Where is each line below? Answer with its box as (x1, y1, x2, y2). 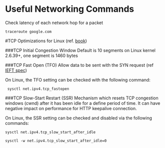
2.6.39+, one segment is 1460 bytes (5, 53, 78, 59)
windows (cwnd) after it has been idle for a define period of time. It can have (5, 100, 161, 106)
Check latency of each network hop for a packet (5, 20, 103, 26)
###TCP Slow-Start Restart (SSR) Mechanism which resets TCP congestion (5, 95, 159, 101)
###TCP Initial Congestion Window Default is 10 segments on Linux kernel (5, 47, 156, 53)
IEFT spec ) (5, 67, 27, 73)
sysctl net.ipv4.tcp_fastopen (7, 86, 69, 91)
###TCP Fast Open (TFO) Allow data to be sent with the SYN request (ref (5, 62, 154, 68)
